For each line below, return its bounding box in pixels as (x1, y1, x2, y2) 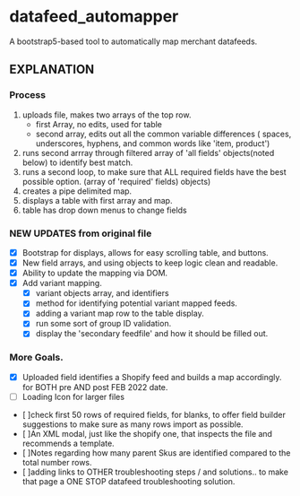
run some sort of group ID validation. (35, 318, 172, 329)
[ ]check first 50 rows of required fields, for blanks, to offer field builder (21, 409, 287, 420)
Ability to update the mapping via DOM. (21, 267, 168, 279)
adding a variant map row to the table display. (35, 308, 204, 319)
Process (9, 89, 47, 101)
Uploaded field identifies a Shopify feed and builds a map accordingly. (21, 371, 282, 382)
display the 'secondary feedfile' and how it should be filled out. (35, 328, 269, 339)
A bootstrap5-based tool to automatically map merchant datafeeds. (9, 36, 258, 47)
